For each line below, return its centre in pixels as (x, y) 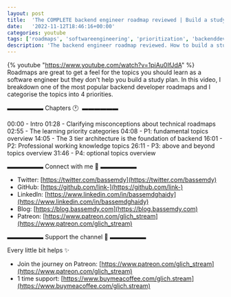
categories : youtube (37, 33)
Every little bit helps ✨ (38, 250)
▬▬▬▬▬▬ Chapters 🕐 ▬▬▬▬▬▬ (63, 108)
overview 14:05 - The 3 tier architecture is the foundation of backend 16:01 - (115, 139)
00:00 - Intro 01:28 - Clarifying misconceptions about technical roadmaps (112, 124)
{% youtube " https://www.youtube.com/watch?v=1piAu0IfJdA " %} (101, 65)
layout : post (26, 13)
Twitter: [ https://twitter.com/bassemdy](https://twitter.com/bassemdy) (117, 180)
